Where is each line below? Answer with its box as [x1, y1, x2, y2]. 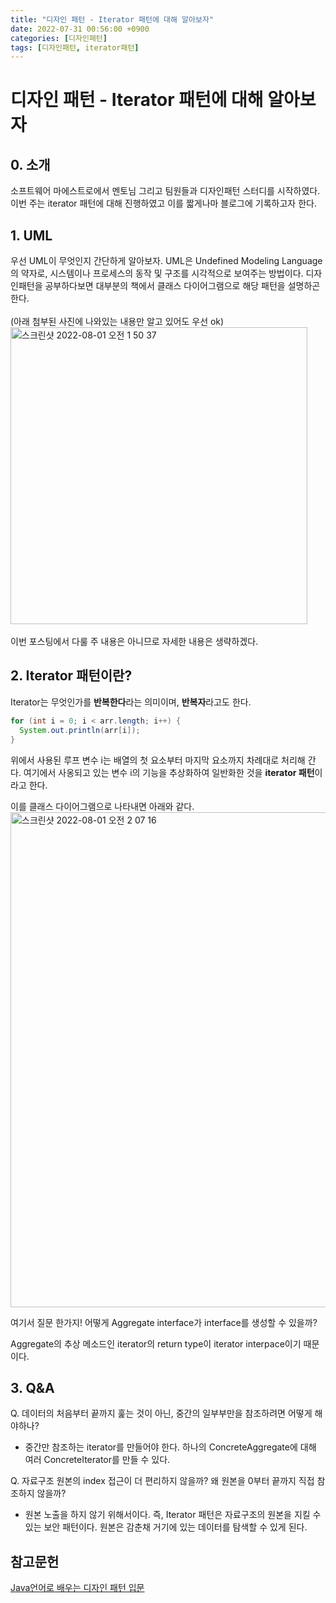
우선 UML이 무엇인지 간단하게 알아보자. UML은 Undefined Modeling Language [10, 255, 323, 267]
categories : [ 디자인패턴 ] [10, 33, 108, 43]
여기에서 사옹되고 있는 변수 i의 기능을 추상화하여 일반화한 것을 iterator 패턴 [23, 766, 315, 778]
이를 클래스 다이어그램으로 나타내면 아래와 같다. [10, 800, 195, 812]
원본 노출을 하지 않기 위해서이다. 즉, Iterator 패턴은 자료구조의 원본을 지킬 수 [24, 1509, 322, 1521]
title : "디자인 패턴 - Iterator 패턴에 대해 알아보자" [10, 14, 214, 25]
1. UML [10, 227, 53, 244]
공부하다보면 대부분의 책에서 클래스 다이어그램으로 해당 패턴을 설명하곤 [44, 280, 321, 292]
